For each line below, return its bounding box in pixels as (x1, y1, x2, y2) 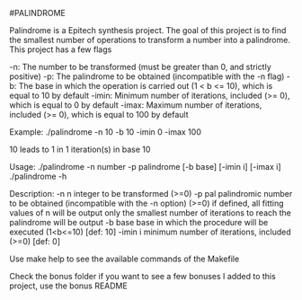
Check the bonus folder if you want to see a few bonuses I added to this (9, 271, 276, 281)
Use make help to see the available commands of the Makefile (9, 253, 240, 264)
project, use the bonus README (9, 280, 128, 291)
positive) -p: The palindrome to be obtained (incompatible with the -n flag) (9, 71, 285, 82)
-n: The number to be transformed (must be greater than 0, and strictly (9, 62, 271, 72)
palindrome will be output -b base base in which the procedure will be (9, 217, 269, 227)
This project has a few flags (9, 44, 112, 55)
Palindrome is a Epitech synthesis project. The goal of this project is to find (9, 25, 287, 35)
